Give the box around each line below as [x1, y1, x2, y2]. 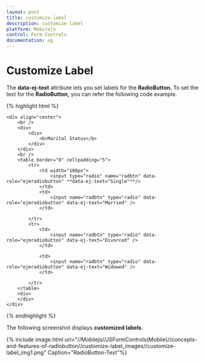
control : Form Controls [6, 32, 67, 38]
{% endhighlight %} [6, 312, 56, 319]
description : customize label [6, 20, 84, 26]
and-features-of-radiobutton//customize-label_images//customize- [6, 342, 176, 349]
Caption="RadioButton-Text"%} [48, 349, 127, 356]
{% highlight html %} [6, 102, 59, 109]
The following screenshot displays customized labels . [6, 323, 143, 331]
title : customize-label [6, 15, 67, 21]
